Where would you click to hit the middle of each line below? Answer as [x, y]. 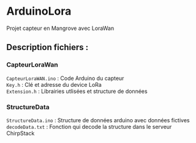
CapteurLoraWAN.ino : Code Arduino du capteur [65, 78]
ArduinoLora [39, 11]
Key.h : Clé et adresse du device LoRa [54, 84]
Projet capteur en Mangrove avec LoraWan [60, 28]
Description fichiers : [47, 47]
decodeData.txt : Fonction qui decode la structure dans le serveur [89, 127]
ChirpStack [21, 133]
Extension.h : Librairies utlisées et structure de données [77, 91]
